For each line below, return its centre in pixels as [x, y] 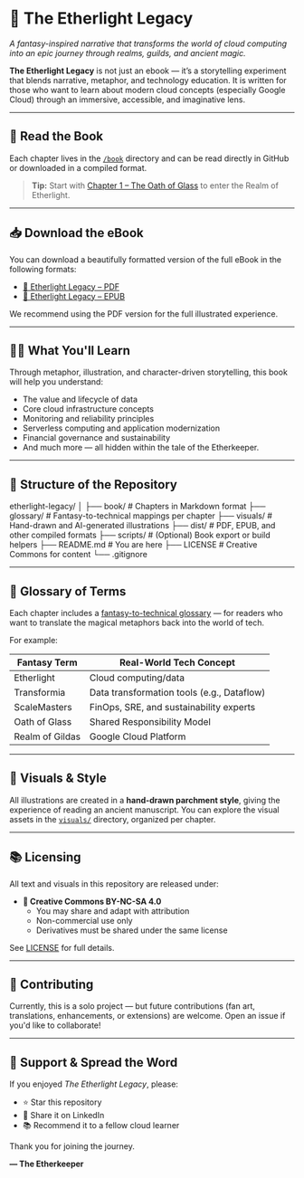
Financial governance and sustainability [96, 438]
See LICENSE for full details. [62, 947]
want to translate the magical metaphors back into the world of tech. [137, 622]
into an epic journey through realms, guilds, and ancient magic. [128, 52]
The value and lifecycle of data [80, 399]
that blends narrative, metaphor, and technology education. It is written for [148, 80]
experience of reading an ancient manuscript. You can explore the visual [144, 810]
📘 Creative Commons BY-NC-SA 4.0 [92, 901]
